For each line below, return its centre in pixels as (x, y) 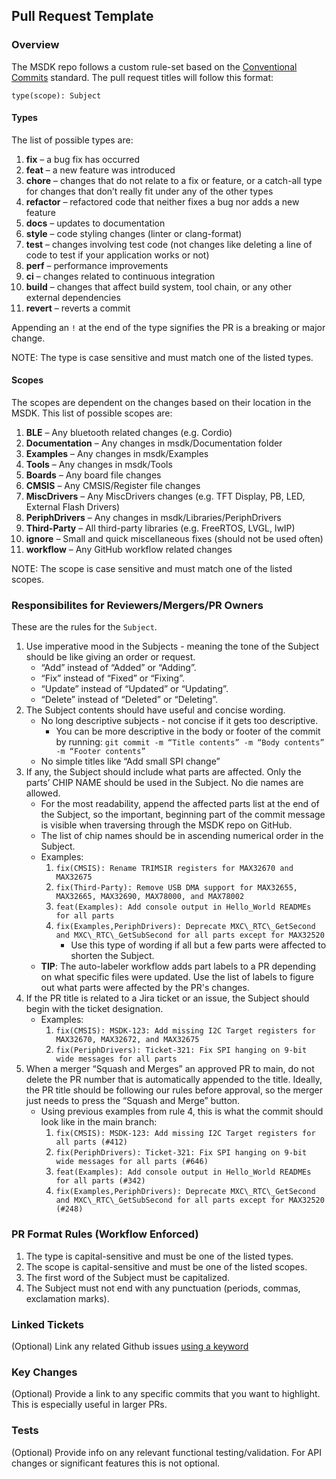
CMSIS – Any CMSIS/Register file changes (113, 486)
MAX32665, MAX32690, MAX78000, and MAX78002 (150, 897)
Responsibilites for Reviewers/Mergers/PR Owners (137, 606)
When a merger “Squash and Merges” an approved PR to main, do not (170, 1069)
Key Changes (44, 1372)
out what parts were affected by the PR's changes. (145, 988)
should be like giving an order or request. (110, 657)
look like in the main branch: (99, 1122)
